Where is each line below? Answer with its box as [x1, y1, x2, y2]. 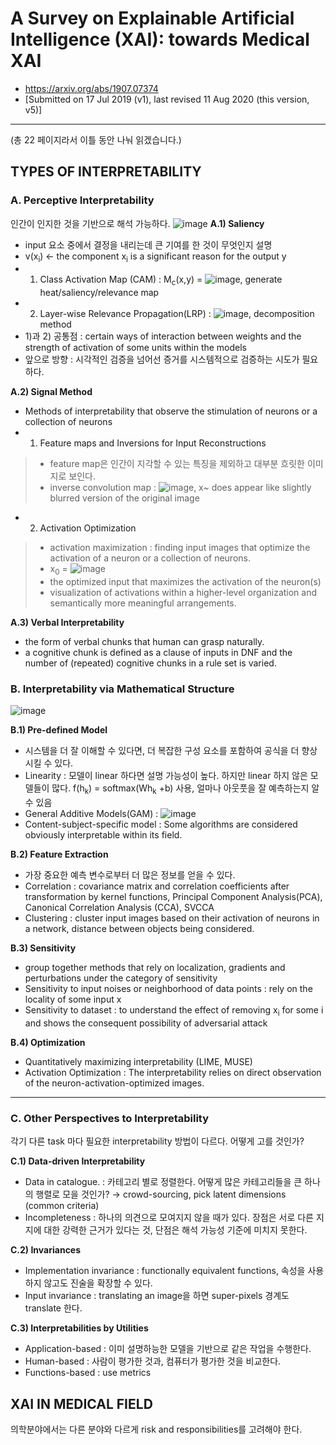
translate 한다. [24, 1302, 83, 1314]
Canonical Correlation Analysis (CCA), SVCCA [24, 902, 215, 914]
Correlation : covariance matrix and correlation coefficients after [24, 880, 290, 892]
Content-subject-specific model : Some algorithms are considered [24, 818, 298, 831]
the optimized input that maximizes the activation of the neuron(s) [49, 576, 322, 588]
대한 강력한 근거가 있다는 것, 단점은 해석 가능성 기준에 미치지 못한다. [43, 1224, 308, 1236]
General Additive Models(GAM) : [24, 808, 159, 820]
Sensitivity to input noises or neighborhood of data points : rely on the [24, 983, 313, 995]
